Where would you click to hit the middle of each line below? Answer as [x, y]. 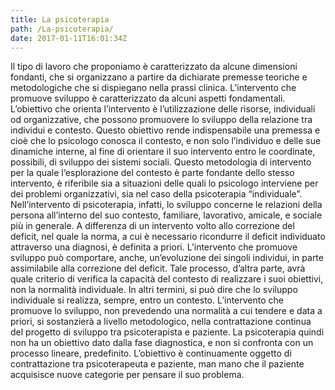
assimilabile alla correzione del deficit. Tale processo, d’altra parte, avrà [158, 268]
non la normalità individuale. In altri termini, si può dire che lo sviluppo [154, 290]
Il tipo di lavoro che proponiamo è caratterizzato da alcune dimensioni [154, 67]
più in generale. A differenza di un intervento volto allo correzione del [152, 226]
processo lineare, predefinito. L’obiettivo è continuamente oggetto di [151, 353]
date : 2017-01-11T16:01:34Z [69, 38]
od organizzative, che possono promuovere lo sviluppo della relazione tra [161, 120]
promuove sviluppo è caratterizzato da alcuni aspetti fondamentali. [148, 98]
